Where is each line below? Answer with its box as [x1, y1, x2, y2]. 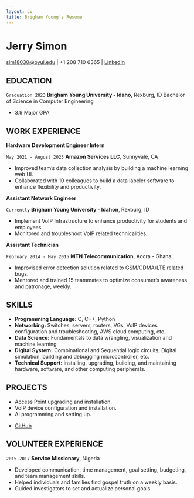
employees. [14, 224, 43, 231]
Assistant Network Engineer [6, 195, 77, 202]
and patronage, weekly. [14, 283, 72, 290]
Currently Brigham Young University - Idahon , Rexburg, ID [6, 206, 149, 213]
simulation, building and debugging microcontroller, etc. [14, 353, 149, 360]
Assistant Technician [6, 242, 59, 249]
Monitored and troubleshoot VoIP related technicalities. [14, 230, 148, 237]
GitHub [14, 422, 32, 429]
